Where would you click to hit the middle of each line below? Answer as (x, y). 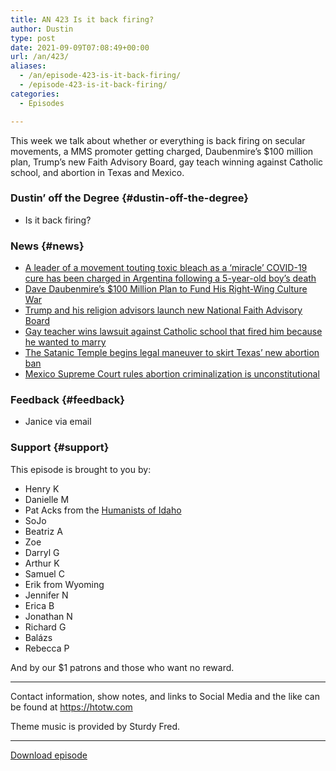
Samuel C (44, 573)
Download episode (49, 755)
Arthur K (42, 563)
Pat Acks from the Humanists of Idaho (103, 510)
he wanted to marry (65, 342)
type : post (33, 38)
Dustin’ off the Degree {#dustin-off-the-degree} (130, 198)
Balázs (38, 637)
